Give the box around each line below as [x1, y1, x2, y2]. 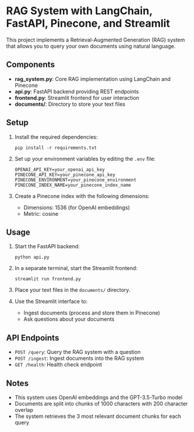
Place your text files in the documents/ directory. [14, 287, 131, 294]
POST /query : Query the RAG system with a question [14, 349, 141, 356]
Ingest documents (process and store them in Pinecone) [23, 309, 160, 317]
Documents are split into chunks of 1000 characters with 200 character [14, 400, 188, 407]
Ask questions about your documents [23, 316, 115, 323]
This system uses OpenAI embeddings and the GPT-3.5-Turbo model [14, 394, 183, 401]
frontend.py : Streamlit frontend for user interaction [14, 94, 140, 101]
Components [6, 60, 55, 70]
